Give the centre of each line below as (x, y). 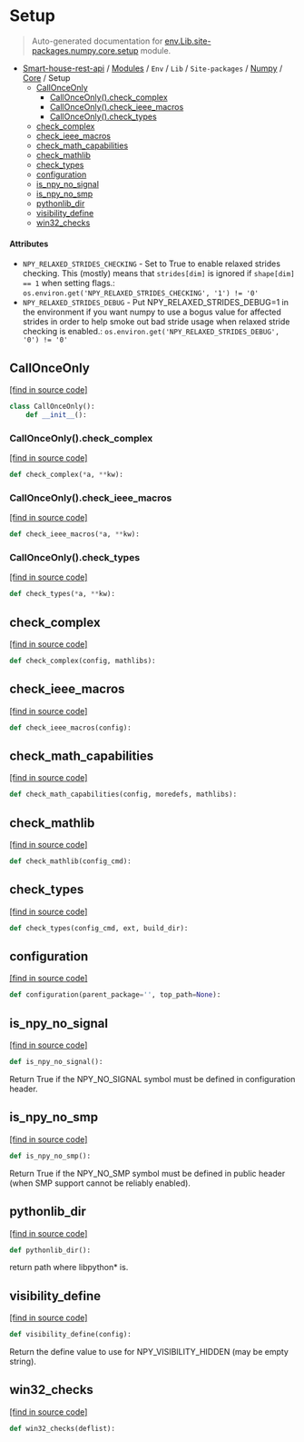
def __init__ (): (57, 414)
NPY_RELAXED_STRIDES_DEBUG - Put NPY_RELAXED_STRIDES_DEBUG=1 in (155, 303)
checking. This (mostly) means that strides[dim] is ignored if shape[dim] (158, 273)
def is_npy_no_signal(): (56, 1062)
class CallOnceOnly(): (52, 406)
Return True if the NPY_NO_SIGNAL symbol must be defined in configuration (152, 1079)
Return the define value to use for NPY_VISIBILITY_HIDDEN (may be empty (149, 1352)
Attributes (29, 244)
